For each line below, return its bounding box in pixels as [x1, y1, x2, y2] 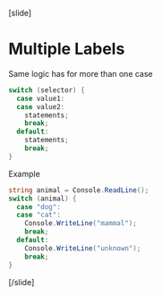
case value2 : [16, 102, 65, 111]
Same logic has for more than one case [8, 68, 153, 79]
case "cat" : [16, 210, 62, 220]
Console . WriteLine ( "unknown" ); [24, 243, 141, 253]
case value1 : [16, 94, 65, 103]
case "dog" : [16, 202, 62, 211]
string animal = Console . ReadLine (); [8, 185, 149, 195]
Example [8, 168, 41, 179]
